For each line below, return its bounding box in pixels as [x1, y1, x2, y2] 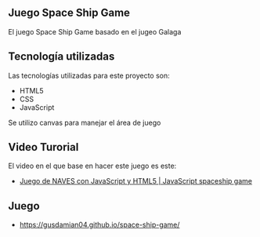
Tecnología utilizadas [8, 50, 115, 64]
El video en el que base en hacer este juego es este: [8, 161, 177, 171]
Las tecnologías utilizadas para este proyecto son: [8, 71, 170, 80]
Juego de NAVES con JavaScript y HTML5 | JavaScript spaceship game [19, 177, 253, 186]
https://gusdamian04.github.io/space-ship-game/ [19, 220, 180, 230]
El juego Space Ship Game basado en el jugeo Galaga [8, 27, 182, 36]
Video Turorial [8, 140, 79, 154]
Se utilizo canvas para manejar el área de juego [8, 118, 161, 127]
